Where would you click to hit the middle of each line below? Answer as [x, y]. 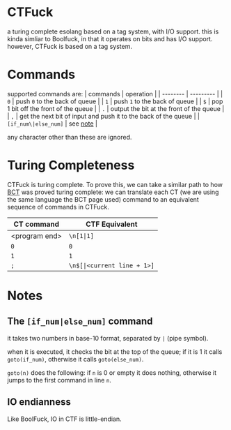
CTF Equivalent [112, 224]
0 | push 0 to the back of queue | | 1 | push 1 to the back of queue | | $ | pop [115, 101]
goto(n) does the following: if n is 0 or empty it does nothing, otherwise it [112, 372]
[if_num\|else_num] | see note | [52, 124]
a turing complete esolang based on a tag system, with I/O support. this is [113, 31]
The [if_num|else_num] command [80, 321]
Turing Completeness [71, 165]
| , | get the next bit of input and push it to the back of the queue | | [104, 116]
